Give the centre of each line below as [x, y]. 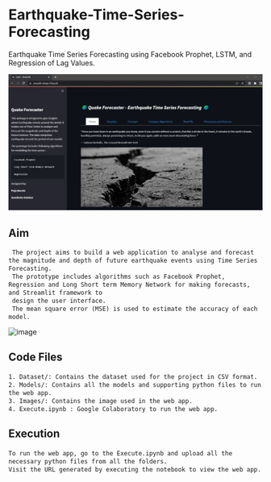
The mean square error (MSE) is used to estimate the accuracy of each [135, 309]
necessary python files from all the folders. [88, 461]
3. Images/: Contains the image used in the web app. [101, 401]
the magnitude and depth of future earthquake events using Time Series [133, 260]
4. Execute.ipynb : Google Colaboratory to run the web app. [113, 409]
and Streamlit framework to [56, 293]
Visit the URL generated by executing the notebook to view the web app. [135, 469]
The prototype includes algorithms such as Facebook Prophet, [119, 276]
